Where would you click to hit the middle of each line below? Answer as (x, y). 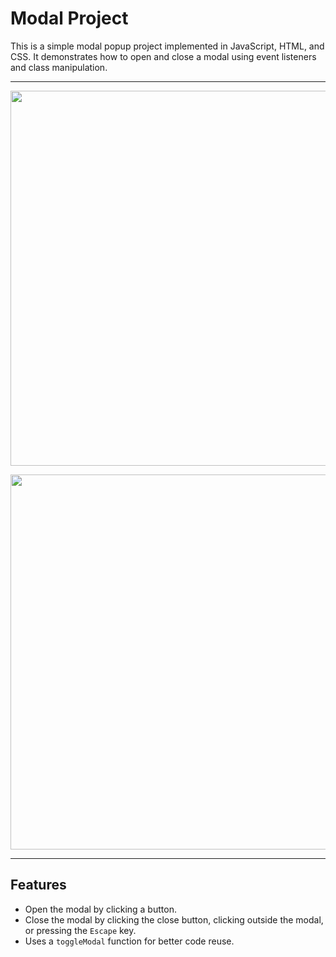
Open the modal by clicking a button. (100, 909)
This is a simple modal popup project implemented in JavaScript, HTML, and (167, 46)
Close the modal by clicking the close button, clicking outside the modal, (174, 919)
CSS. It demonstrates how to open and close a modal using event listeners (163, 56)
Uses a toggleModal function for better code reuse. (129, 941)
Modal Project (69, 18)
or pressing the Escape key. (80, 930)
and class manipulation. (59, 67)
